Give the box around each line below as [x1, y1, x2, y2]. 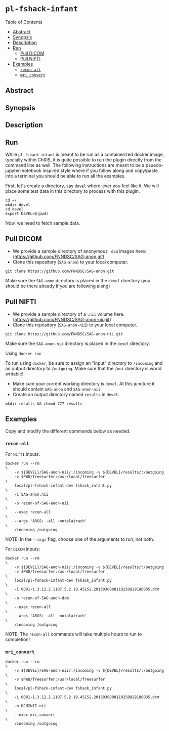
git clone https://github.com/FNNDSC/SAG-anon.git [5, 269, 114, 274]
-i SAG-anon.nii [14, 492, 49, 497]
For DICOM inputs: [5, 546, 40, 552]
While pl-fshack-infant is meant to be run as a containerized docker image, [5, 151, 164, 157]
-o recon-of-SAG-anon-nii [14, 500, 69, 506]
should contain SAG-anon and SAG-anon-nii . [12, 386, 102, 392]
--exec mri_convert [14, 712, 56, 717]
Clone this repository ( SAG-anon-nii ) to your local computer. [12, 322, 138, 328]
